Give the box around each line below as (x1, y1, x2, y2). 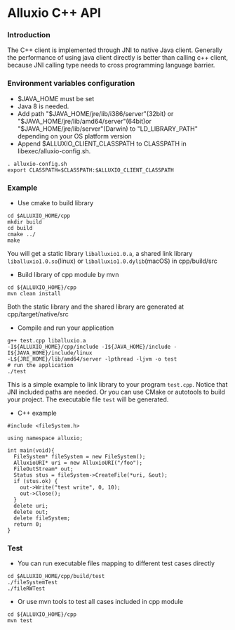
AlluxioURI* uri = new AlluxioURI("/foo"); (13, 459, 142, 467)
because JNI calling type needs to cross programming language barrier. (7, 61, 215, 70)
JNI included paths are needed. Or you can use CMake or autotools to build (7, 388, 226, 397)
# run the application (7, 362, 74, 369)
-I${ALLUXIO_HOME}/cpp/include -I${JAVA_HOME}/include (7, 343, 171, 351)
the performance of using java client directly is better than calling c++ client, (7, 53, 229, 62)
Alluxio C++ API (7, 5, 102, 21)
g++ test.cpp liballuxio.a (7, 337, 86, 345)
